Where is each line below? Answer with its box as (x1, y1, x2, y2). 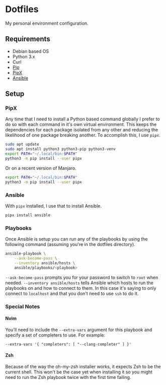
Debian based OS (12, 48, 49, 54)
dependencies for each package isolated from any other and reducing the (5, 127, 158, 133)
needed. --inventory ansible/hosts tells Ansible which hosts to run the (5, 280, 154, 286)
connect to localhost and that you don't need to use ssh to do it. (5, 290, 139, 296)
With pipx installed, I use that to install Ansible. (5, 203, 102, 209)
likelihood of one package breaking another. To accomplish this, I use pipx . (5, 132, 160, 138)
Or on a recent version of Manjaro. (5, 165, 76, 171)
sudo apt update (5, 142, 39, 147)
